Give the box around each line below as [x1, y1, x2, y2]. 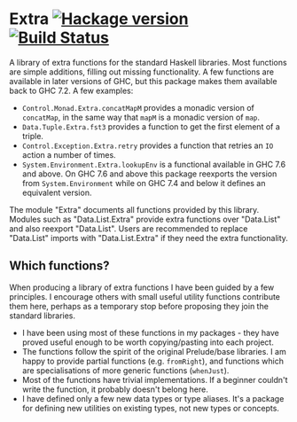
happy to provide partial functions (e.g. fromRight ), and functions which [21, 356, 284, 366]
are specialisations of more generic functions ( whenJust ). [21, 364, 230, 376]
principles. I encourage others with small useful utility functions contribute [9, 291, 281, 301]
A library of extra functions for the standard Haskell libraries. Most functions [9, 57, 287, 67]
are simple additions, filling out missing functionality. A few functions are [9, 66, 275, 77]
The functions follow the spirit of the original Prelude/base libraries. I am [21, 346, 286, 356]
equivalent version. [21, 187, 92, 198]
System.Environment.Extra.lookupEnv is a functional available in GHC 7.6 [21, 159, 286, 169]
